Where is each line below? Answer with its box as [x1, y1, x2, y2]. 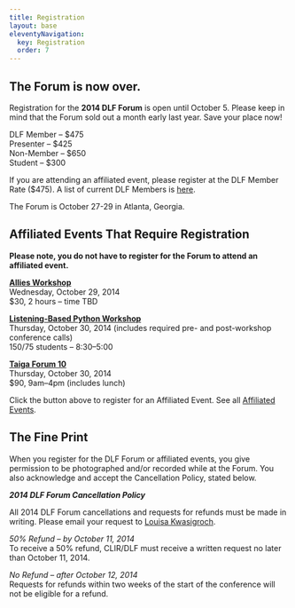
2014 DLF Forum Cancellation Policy [9, 489, 146, 500]
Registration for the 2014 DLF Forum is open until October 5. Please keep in [9, 102, 285, 113]
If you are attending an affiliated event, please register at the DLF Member [9, 174, 279, 185]
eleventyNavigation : [9, 29, 86, 38]
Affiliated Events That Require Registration [9, 227, 250, 242]
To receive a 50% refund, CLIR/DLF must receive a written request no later [9, 542, 282, 553]
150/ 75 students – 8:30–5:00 [9, 341, 113, 351]
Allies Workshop [9, 277, 72, 288]
